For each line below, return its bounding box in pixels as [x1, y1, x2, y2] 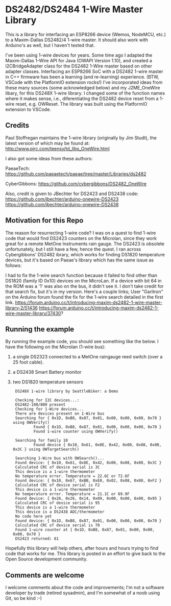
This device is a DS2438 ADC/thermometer [15, 510, 105, 515]
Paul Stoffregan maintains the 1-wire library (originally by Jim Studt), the [5, 134, 157, 141]
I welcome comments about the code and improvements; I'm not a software [5, 585, 164, 591]
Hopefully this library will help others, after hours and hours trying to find [5, 545, 159, 551]
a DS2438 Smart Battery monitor [12, 369, 82, 375]
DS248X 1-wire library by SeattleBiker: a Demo [15, 389, 118, 394]
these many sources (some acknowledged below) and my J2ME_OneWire [5, 84, 160, 90]
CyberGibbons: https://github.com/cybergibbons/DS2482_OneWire [5, 180, 147, 187]
